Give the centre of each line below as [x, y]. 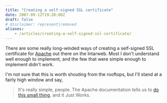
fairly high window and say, [34, 80]
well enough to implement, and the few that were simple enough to [76, 59]
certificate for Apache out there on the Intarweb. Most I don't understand [82, 54]
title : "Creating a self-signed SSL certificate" [59, 10]
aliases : [15, 29]
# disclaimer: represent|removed [41, 24]
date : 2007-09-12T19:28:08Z [35, 15]
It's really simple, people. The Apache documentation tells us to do [88, 89]
